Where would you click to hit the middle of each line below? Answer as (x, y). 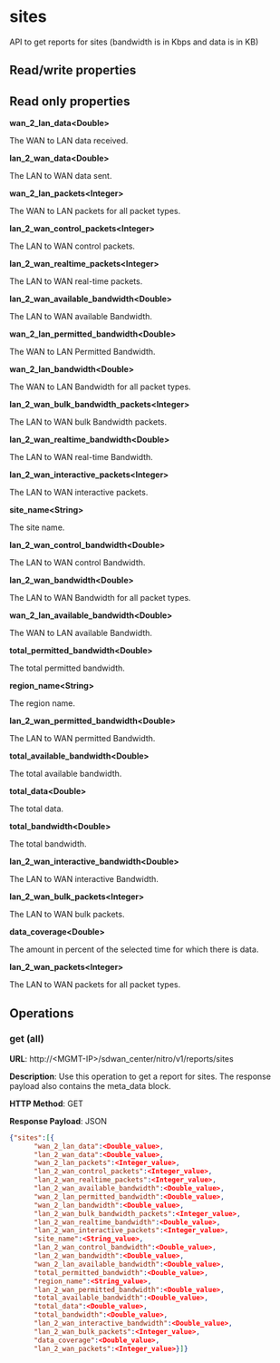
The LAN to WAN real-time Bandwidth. (82, 457)
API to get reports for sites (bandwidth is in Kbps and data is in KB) (134, 42)
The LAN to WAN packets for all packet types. (95, 985)
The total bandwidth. (48, 844)
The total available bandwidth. (66, 774)
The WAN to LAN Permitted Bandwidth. (82, 352)
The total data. (37, 809)
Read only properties (70, 101)
